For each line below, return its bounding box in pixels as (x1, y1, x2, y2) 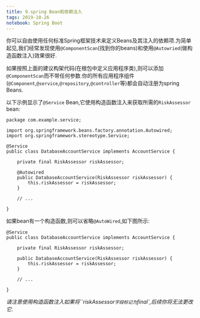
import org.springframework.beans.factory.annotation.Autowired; (6, 128, 172, 134)
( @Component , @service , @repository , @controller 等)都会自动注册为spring (6, 80, 180, 87)
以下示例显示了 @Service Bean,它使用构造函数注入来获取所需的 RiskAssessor (6, 99, 191, 106)
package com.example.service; (6, 117, 82, 123)
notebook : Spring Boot (6, 20, 63, 26)
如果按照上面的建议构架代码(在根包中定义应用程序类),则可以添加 (6, 65, 164, 72)
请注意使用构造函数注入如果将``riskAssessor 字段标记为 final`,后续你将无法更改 (6, 298, 193, 305)
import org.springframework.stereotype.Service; (6, 133, 130, 139)
